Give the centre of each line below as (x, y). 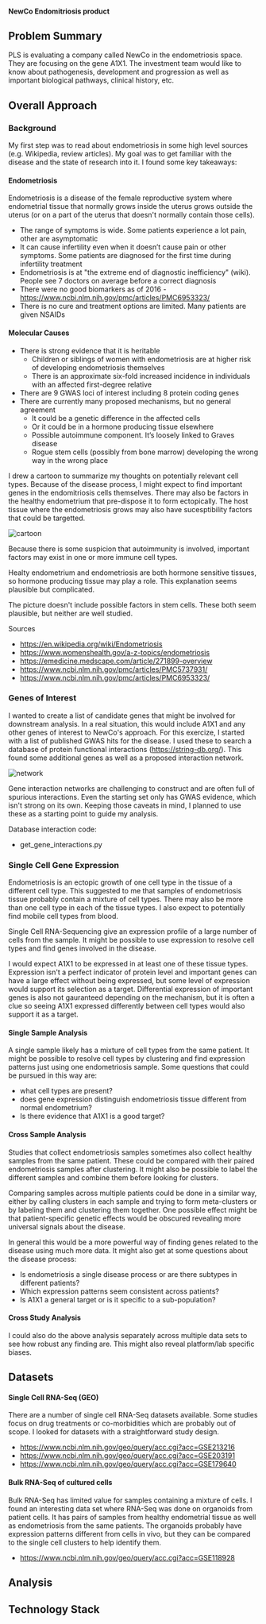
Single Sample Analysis (48, 1032)
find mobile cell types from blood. (64, 916)
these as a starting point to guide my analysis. (83, 813)
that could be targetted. (47, 518)
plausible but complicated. (52, 589)
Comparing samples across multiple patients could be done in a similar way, (133, 1193)
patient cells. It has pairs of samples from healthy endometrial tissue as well (132, 1517)
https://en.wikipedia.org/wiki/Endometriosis (91, 644)
